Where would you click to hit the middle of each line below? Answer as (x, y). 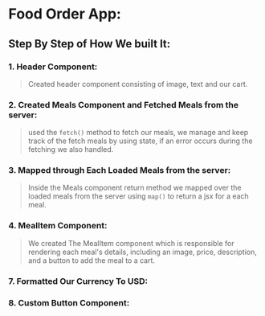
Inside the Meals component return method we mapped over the (135, 188)
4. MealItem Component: (58, 226)
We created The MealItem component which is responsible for (131, 243)
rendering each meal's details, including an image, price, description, (142, 252)
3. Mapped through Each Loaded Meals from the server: (120, 170)
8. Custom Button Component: (69, 302)
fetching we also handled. (71, 150)
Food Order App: (65, 14)
